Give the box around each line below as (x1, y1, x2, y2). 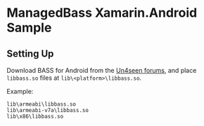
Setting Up (6, 48, 54, 59)
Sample (6, 20, 52, 36)
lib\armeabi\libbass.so (6, 101, 77, 108)
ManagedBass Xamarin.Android (6, 5, 198, 21)
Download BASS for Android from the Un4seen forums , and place (6, 66, 197, 74)
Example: (6, 87, 34, 95)
